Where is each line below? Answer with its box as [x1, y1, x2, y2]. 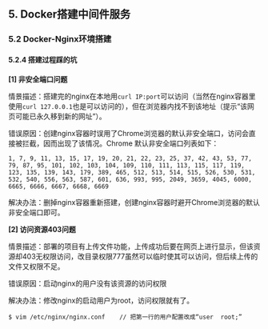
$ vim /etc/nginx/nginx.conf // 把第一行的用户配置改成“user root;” [8, 313, 242, 321]
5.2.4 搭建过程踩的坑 [8, 54, 78, 64]
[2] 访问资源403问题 [8, 224, 76, 234]
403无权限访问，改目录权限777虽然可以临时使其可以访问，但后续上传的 [22, 251, 258, 261]
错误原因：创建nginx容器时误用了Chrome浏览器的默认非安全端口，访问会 [8, 128, 250, 138]
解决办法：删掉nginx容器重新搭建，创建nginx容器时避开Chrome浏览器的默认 [8, 197, 260, 207]
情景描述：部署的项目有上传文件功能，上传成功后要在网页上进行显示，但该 [8, 241, 254, 251]
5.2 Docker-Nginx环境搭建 [8, 34, 112, 45]
